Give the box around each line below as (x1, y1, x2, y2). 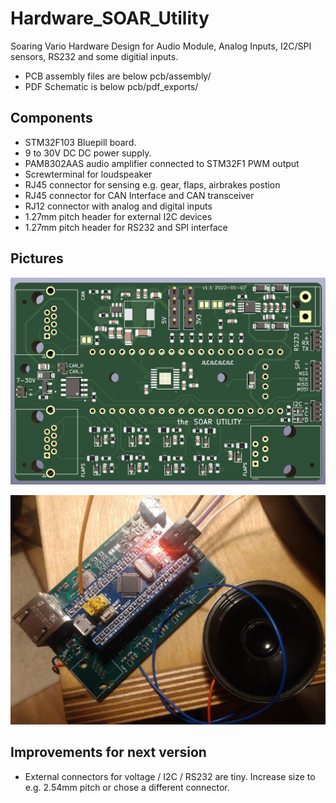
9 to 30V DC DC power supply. (24, 147, 152, 159)
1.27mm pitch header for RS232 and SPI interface (24, 221, 228, 233)
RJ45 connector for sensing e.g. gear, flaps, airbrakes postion (24, 178, 281, 191)
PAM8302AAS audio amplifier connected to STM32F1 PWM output (24, 157, 300, 169)
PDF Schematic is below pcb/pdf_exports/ (24, 80, 199, 92)
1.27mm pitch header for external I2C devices (24, 210, 213, 222)
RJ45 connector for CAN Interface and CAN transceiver (24, 189, 255, 201)
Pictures (10, 250, 64, 267)
